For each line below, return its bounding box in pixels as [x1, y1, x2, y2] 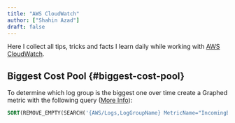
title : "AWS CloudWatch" [7, 10, 80, 17]
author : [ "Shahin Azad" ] [7, 17, 80, 24]
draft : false [7, 23, 45, 30]
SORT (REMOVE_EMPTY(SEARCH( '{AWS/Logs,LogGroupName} [7, 110, 161, 117]
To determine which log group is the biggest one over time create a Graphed [7, 89, 228, 97]
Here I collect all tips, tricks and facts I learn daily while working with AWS [7, 43, 220, 51]
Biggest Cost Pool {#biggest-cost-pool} [7, 70, 185, 82]
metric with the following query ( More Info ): [7, 96, 133, 105]
